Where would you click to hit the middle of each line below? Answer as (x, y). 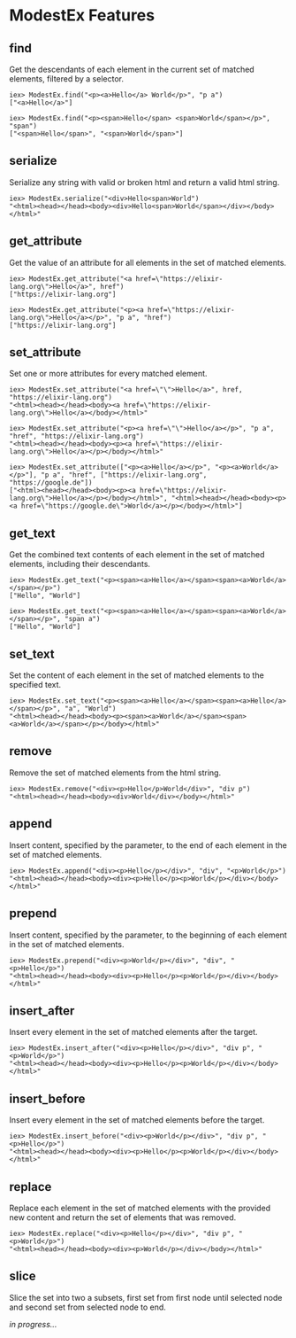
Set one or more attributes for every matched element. (108, 374)
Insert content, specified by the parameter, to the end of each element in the (148, 845)
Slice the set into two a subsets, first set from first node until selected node (146, 1297)
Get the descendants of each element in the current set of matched (132, 69)
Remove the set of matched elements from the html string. (115, 773)
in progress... (33, 1324)
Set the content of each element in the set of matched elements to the (137, 675)
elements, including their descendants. (80, 564)
